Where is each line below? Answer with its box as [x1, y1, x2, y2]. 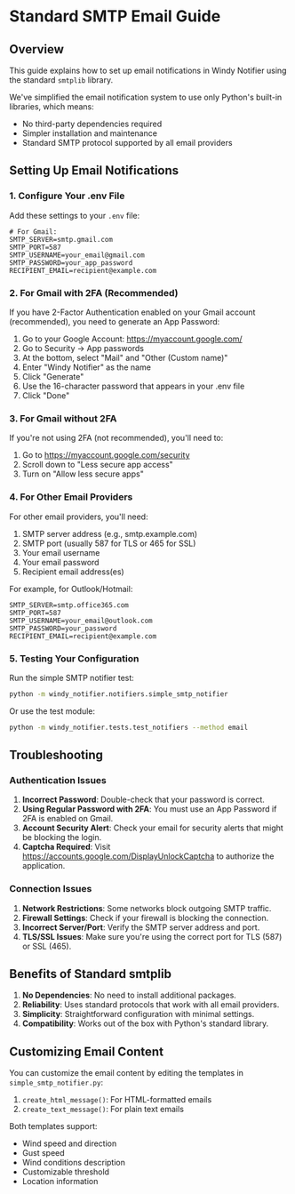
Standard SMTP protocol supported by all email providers [21, 138, 233, 148]
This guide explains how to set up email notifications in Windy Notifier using [9, 65, 287, 76]
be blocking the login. [21, 832, 102, 843]
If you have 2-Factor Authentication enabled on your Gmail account [9, 307, 256, 317]
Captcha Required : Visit [21, 842, 111, 853]
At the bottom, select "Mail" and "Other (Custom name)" [21, 352, 228, 363]
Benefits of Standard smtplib [9, 966, 171, 982]
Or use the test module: [9, 705, 96, 717]
